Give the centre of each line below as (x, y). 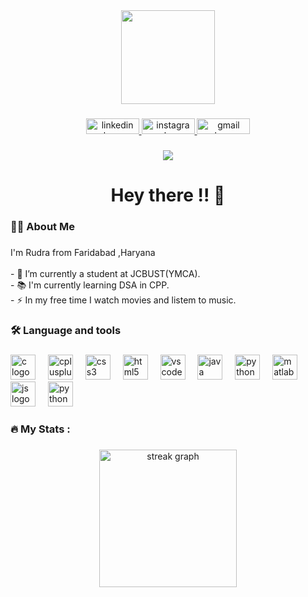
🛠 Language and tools (66, 330)
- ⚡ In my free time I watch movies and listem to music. (123, 300)
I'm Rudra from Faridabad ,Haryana (83, 252)
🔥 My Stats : (40, 429)
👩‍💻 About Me (42, 226)
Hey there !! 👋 (168, 195)
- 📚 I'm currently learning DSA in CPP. (90, 285)
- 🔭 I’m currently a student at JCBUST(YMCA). (105, 273)
